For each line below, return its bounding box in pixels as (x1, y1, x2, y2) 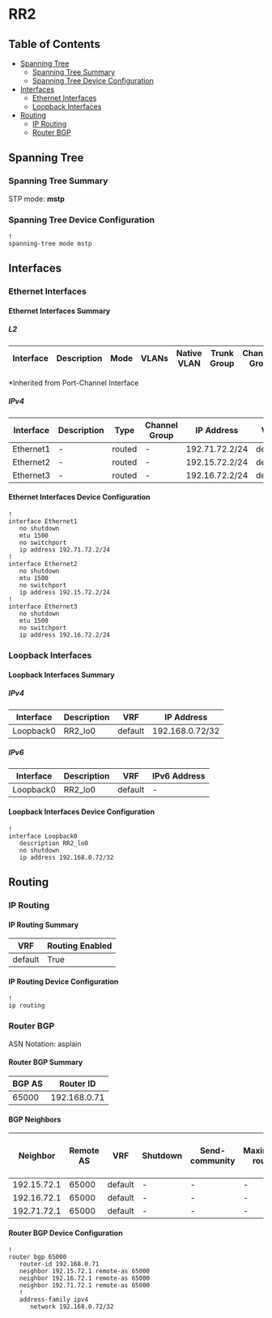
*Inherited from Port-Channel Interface (8, 378, 139, 388)
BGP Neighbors (8, 1114, 62, 1124)
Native (176, 347, 202, 358)
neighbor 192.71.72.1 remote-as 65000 (19, 1282, 151, 1290)
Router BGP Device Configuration (8, 1228, 123, 1238)
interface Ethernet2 (8, 560, 79, 569)
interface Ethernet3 (8, 603, 79, 611)
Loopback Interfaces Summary (8, 670, 115, 680)
